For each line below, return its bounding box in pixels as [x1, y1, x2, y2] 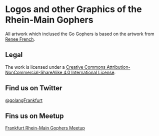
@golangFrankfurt [5, 97, 43, 103]
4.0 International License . [63, 69, 116, 75]
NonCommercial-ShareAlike [5, 69, 62, 75]
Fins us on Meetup [5, 111, 64, 120]
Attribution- [106, 64, 130, 70]
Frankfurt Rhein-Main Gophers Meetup [5, 125, 85, 131]
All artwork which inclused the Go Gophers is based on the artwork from [5, 31, 154, 37]
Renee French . [5, 36, 35, 42]
